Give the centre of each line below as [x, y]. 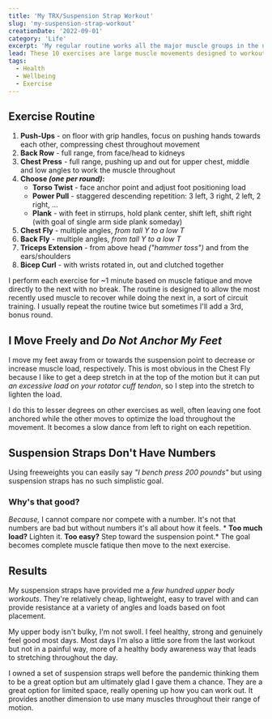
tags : [17, 62]
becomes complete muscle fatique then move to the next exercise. [119, 545]
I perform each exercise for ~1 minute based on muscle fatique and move [130, 281]
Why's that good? [44, 501]
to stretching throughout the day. [63, 657]
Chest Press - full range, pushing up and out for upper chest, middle [134, 162]
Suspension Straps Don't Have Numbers [112, 453]
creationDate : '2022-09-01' [56, 31]
